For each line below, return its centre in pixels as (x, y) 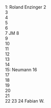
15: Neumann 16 (21, 70)
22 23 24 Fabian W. (25, 101)
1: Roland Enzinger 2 (26, 7)
